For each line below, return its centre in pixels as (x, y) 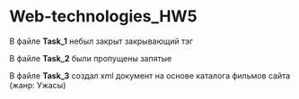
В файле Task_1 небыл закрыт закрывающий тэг (101, 41)
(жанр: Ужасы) (38, 85)
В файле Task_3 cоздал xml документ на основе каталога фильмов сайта (150, 75)
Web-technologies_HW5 (103, 16)
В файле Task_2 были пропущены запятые (91, 58)
